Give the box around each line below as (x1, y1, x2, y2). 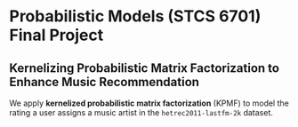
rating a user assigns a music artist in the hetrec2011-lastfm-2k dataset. (9, 107, 274, 117)
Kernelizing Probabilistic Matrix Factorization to (9, 60, 280, 75)
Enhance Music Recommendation (9, 74, 200, 90)
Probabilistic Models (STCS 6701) (9, 6, 262, 27)
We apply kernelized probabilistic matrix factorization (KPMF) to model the (9, 98, 289, 108)
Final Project (9, 25, 104, 45)
